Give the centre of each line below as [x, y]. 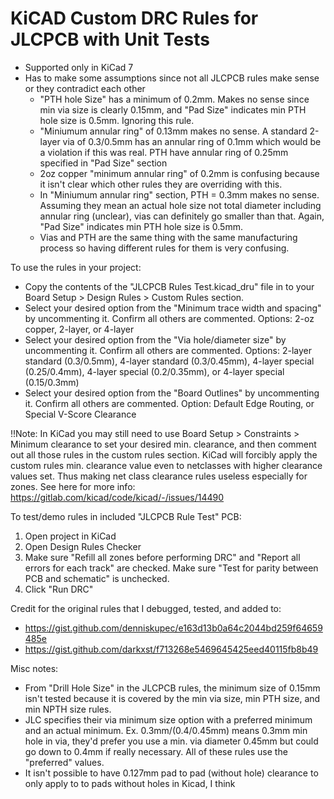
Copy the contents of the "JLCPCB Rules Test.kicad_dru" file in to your [169, 286]
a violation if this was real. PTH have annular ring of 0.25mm [164, 152]
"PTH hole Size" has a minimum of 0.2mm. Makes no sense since [174, 99]
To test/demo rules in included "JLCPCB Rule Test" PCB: [126, 516]
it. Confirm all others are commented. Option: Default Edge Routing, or [169, 403]
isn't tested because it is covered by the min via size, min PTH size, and [172, 698]
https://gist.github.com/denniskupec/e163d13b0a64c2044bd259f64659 [173, 628]
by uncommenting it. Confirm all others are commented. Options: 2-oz [169, 318]
